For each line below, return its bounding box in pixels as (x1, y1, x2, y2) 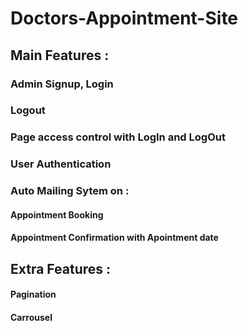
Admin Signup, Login (10, 77, 114, 91)
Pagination (10, 288, 57, 301)
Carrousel (10, 311, 53, 323)
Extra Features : (10, 260, 112, 277)
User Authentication (10, 157, 112, 171)
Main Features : (10, 47, 110, 64)
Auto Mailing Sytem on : (10, 184, 130, 198)
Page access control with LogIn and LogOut (10, 130, 226, 144)
